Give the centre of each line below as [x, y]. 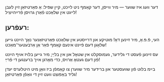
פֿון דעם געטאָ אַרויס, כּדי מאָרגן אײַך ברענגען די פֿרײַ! [53, 59]
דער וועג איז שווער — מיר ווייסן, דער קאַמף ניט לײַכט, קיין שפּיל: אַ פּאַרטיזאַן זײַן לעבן [82, 7]
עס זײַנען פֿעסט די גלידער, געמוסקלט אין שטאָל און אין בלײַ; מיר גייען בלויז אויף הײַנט [82, 54]
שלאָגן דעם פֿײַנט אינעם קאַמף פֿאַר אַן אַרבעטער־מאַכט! [56, 45]
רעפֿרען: [17, 28]
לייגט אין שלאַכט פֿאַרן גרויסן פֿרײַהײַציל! [41, 12]
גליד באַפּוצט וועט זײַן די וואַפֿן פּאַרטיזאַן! [41, 74]
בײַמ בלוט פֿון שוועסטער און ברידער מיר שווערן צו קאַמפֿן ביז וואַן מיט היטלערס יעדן [80, 69]
